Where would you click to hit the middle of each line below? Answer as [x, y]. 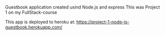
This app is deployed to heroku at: [40, 22]
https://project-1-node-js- [103, 22]
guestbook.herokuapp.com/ [34, 27]
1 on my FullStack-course [31, 12]
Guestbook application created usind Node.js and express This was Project [82, 7]
